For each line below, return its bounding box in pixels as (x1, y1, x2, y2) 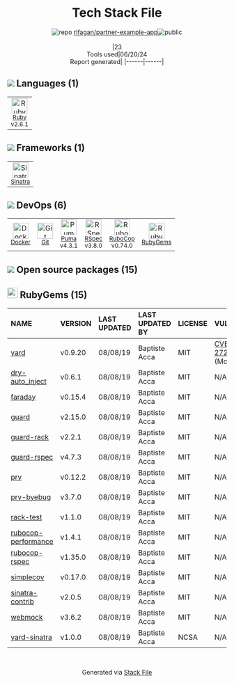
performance (10, 536, 54, 546)
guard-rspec (10, 452, 54, 462)
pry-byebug (10, 492, 51, 502)
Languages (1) (16, 78, 79, 90)
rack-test (10, 512, 42, 521)
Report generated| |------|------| (70, 57, 164, 65)
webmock (10, 612, 43, 622)
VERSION (60, 318, 92, 328)
